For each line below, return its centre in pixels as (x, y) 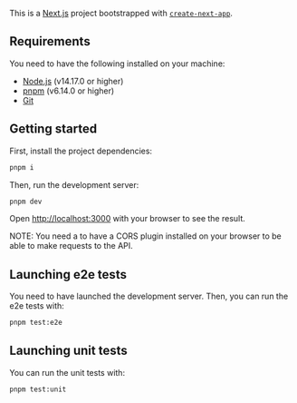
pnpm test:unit (38, 389)
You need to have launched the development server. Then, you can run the (149, 296)
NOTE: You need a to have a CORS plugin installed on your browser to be (146, 236)
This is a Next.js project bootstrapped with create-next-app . (121, 13)
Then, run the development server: (74, 184)
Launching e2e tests (68, 275)
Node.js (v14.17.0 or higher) (73, 81)
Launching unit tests (69, 351)
